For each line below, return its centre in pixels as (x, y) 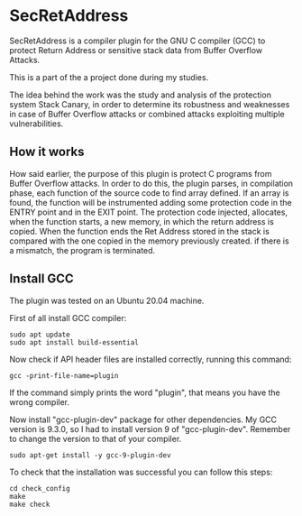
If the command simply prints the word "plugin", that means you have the (145, 392)
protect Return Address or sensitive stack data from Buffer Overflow (136, 50)
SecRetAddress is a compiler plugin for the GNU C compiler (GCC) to (137, 41)
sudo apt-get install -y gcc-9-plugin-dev (90, 455)
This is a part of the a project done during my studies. (109, 77)
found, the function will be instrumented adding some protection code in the (151, 202)
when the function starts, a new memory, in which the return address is (142, 221)
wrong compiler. (40, 401)
